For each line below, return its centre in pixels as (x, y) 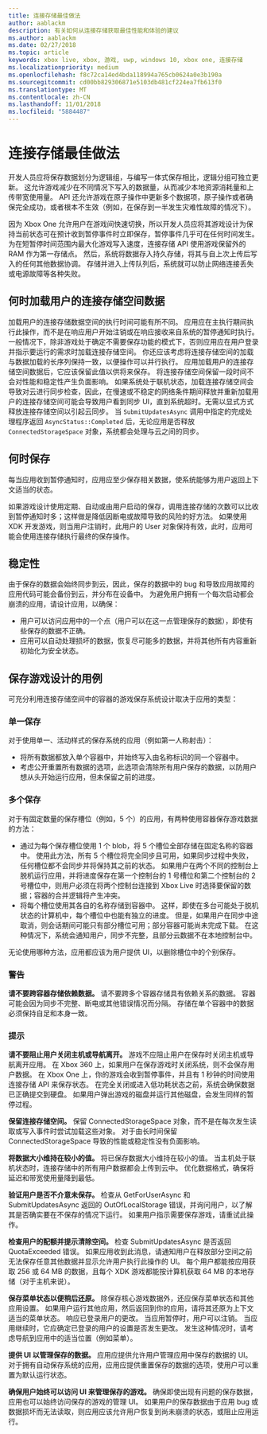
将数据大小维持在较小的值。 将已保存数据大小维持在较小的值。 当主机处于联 (132, 1158)
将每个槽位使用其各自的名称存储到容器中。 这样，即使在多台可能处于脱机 (139, 905)
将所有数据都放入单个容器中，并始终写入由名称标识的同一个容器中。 (131, 758)
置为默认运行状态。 (40, 1375)
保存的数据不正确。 (58, 631)
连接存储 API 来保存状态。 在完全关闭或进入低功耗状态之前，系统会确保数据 (132, 1085)
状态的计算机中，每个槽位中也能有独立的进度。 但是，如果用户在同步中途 (139, 915)
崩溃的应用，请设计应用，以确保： (64, 604)
